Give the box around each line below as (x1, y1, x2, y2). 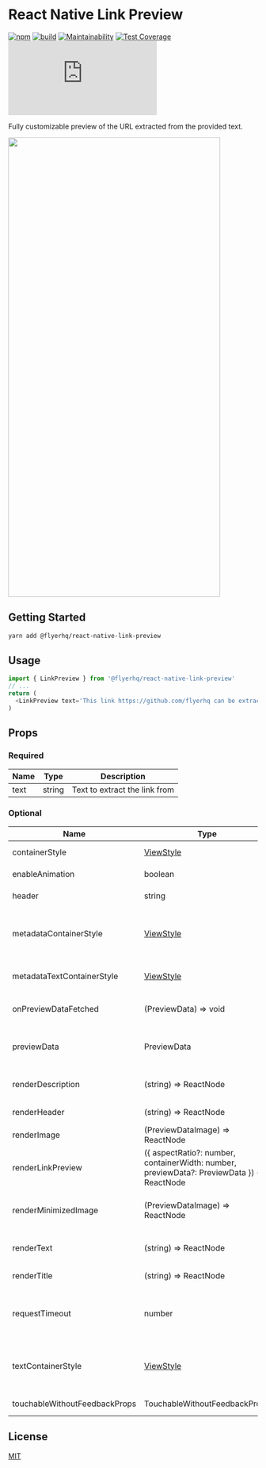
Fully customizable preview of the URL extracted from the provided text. (8, 121, 243, 131)
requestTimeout (12, 1308, 71, 1319)
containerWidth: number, (143, 1157, 237, 1168)
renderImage (12, 1129, 61, 1140)
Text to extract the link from (71, 784, 175, 795)
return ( (8, 690, 37, 697)
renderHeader (12, 1106, 65, 1117)
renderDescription (12, 1078, 81, 1089)
